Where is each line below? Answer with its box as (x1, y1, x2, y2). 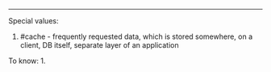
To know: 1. (8, 56, 46, 66)
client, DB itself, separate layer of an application (19, 40, 179, 49)
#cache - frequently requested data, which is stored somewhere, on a (19, 32, 253, 41)
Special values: (8, 16, 59, 25)
